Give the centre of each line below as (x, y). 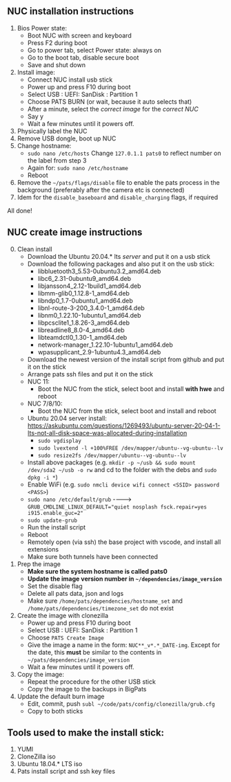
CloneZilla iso (37, 756)
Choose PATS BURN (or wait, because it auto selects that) (110, 101)
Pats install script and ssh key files (66, 772)
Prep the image (39, 564)
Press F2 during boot (57, 43)
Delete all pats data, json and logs (76, 593)
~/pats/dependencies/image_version (78, 660)
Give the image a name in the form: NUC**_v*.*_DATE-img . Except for (124, 645)
